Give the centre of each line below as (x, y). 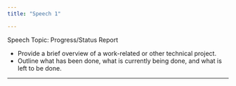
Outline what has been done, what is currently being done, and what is (120, 61)
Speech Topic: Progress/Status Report (63, 40)
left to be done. (39, 68)
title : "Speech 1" (34, 14)
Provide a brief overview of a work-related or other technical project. (117, 53)
